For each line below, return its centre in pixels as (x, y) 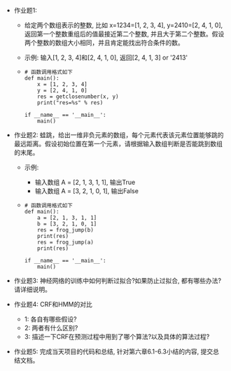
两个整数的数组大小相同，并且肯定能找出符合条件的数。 (104, 43)
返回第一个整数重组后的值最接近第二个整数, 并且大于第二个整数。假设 (124, 34)
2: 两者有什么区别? (51, 328)
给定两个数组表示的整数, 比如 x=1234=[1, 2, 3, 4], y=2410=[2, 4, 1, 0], (124, 25)
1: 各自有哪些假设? (50, 319)
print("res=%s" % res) (70, 103)
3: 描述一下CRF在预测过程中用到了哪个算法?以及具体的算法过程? (117, 337)
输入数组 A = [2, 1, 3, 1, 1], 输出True (85, 182)
